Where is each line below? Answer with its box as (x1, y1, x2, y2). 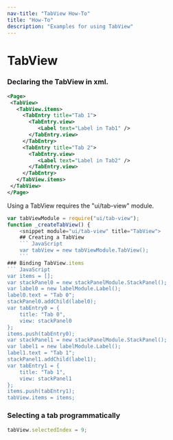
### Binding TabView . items (7, 259, 84, 266)
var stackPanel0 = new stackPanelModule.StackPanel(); (7, 279, 168, 286)
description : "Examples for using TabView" (7, 23, 134, 30)
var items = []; (7, 272, 54, 279)
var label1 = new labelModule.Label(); (7, 343, 122, 350)
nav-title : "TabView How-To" (7, 10, 91, 17)
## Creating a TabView (19, 234, 84, 241)
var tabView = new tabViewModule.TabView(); (19, 247, 149, 254)
